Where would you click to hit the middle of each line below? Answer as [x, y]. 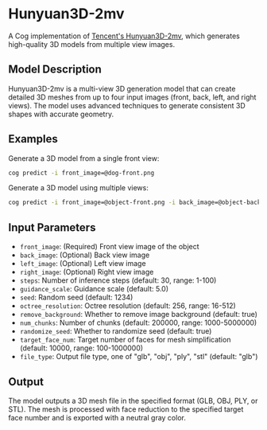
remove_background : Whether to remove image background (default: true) [139, 315]
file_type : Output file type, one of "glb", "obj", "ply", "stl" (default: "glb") [139, 357]
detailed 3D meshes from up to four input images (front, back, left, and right [132, 97]
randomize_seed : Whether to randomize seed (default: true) [116, 331]
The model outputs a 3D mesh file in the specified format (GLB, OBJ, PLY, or [133, 401]
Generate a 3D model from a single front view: [84, 158]
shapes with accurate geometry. [61, 114]
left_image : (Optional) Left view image [83, 264]
